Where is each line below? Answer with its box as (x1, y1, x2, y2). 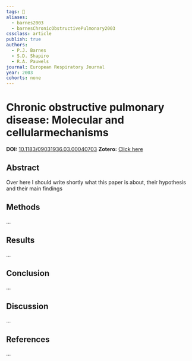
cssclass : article (6, 31, 52, 37)
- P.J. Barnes (11, 48, 46, 54)
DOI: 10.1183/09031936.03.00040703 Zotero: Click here (6, 146, 144, 153)
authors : (6, 42, 28, 48)
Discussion (6, 301, 49, 311)
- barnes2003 (11, 20, 44, 26)
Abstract (6, 163, 40, 173)
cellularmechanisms (6, 126, 109, 140)
